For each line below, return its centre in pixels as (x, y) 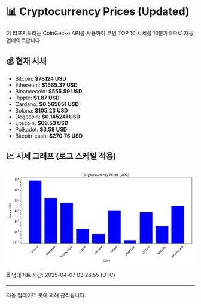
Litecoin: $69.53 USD (42, 123)
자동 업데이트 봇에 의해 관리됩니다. (46, 295)
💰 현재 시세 (26, 61)
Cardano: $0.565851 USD (47, 104)
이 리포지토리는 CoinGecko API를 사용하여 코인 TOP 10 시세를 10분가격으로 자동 (100, 33)
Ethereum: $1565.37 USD (46, 85)
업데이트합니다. (24, 40)
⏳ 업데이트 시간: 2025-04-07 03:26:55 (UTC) (61, 275)
